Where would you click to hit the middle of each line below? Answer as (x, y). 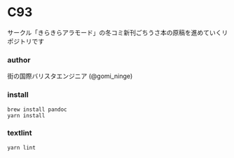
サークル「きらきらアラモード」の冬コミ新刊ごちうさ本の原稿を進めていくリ (118, 32)
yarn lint (22, 147)
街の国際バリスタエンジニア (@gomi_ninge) (70, 76)
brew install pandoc (37, 110)
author (19, 60)
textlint (20, 133)
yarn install (26, 116)
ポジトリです (26, 41)
